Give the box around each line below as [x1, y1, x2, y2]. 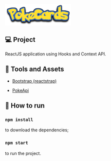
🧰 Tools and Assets [5, 65, 64, 73]
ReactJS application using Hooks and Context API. [5, 51, 106, 57]
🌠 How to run [5, 102, 45, 110]
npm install [5, 117, 34, 123]
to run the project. [5, 150, 41, 156]
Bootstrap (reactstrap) [12, 78, 57, 84]
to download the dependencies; [5, 127, 69, 133]
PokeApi [12, 87, 29, 93]
